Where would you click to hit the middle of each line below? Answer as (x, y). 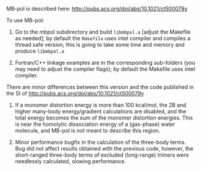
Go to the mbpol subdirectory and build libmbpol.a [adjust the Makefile (103, 32)
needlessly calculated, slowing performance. (70, 161)
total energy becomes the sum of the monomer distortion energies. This (104, 118)
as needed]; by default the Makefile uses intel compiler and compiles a (103, 38)
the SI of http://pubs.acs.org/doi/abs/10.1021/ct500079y (75, 93)
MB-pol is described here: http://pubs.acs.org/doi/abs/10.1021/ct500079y (97, 9)
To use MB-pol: (25, 20)
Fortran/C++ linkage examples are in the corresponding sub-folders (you (105, 63)
